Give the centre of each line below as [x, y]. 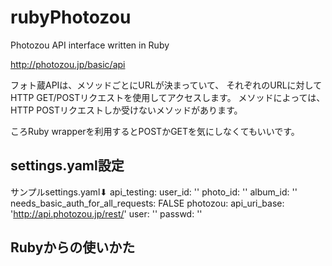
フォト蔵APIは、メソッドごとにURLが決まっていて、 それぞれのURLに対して [166, 85]
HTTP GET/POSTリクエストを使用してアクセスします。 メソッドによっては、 [168, 97]
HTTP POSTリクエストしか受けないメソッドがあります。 [126, 110]
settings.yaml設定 [67, 166]
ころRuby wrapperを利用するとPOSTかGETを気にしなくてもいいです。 [155, 131]
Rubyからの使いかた [73, 247]
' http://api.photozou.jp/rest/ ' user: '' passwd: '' [106, 213]
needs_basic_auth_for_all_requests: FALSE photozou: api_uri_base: [147, 203]
